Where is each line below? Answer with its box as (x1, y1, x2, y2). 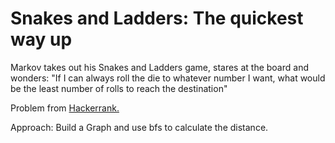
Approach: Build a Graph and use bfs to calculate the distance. (10, 121, 269, 133)
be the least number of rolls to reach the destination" (10, 82, 228, 94)
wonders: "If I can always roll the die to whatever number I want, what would (10, 72, 326, 84)
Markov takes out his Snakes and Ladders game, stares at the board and (10, 61, 309, 73)
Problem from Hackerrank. (10, 102, 120, 114)
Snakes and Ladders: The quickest (10, 7, 304, 30)
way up (10, 28, 73, 51)
